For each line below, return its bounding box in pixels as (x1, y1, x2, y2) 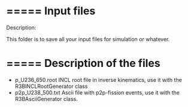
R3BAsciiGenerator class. (14, 95, 78, 102)
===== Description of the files (6, 57, 160, 70)
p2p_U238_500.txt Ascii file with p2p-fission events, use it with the (14, 88, 180, 96)
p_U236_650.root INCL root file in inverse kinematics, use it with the (14, 76, 183, 83)
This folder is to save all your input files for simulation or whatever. (6, 35, 170, 42)
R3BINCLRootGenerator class (14, 82, 88, 90)
